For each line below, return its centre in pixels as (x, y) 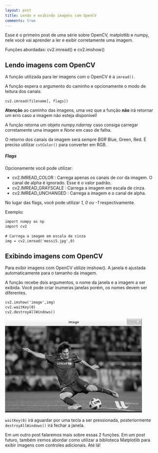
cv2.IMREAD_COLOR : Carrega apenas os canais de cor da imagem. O (82, 177)
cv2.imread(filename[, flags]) (37, 101)
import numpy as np (25, 222)
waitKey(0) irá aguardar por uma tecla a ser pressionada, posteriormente (78, 420)
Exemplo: (14, 212)
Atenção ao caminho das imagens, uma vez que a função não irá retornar (79, 110)
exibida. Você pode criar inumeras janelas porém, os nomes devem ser (76, 287)
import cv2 (16, 227)
